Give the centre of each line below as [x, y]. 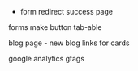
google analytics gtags [47, 58]
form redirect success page [67, 12]
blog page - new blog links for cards [69, 43]
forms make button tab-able [55, 27]
